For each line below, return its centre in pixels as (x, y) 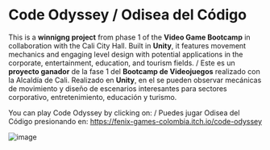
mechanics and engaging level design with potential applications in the (126, 54)
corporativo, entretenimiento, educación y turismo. (93, 97)
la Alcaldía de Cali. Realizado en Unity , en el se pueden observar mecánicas (135, 80)
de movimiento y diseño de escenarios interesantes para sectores (118, 88)
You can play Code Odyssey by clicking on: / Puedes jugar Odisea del (124, 112)
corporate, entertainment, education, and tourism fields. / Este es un (122, 63)
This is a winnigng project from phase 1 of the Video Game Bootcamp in (130, 37)
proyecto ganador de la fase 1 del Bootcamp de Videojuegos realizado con (134, 71)
